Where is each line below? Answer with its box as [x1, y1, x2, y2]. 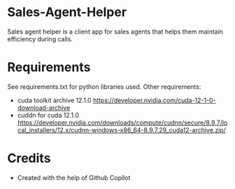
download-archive [17, 103, 71, 112]
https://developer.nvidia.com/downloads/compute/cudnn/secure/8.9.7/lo [17, 118, 228, 127]
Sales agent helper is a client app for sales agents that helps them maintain [7, 27, 224, 36]
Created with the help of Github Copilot [17, 173, 131, 182]
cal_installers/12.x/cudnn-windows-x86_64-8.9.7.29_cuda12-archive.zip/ [17, 125, 226, 134]
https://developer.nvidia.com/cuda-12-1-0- [93, 96, 216, 104]
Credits [7, 150, 51, 167]
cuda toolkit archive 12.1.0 [17, 96, 92, 104]
